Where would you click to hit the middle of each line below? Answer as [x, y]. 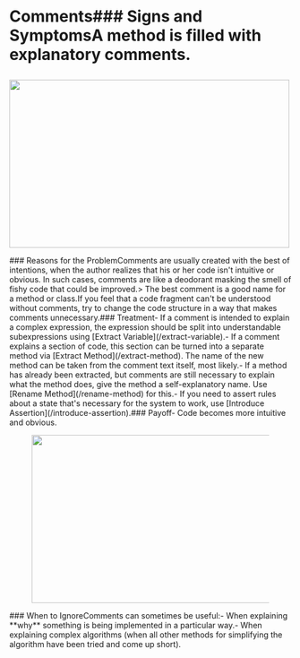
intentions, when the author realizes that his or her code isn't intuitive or [142, 270]
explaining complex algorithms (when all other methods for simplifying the [146, 635]
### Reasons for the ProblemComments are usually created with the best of [150, 261]
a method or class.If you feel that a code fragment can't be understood [140, 299]
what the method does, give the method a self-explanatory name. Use [138, 385]
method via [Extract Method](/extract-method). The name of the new [137, 356]
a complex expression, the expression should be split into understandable [145, 327]
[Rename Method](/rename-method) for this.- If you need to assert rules [143, 394]
